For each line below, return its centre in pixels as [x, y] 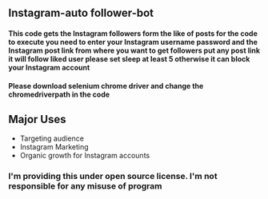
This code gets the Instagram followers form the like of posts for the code [133, 33]
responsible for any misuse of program [85, 186]
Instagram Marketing [54, 147]
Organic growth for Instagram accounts [85, 156]
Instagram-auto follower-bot [81, 13]
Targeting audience [52, 138]
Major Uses [37, 119]
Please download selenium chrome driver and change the [106, 86]
